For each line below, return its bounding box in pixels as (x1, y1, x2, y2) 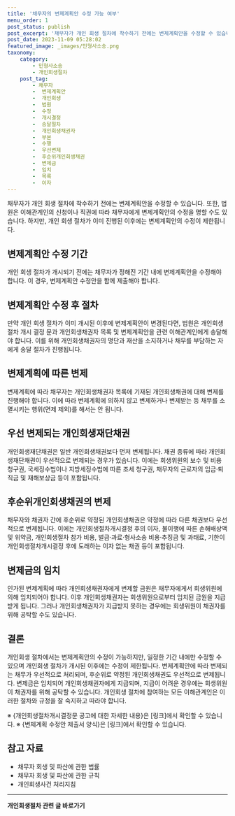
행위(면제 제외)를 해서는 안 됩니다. (31, 405, 124, 413)
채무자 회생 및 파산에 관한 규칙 (17, 771, 100, 780)
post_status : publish (7, 23, 71, 30)
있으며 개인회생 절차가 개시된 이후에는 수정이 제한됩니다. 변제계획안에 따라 (7, 661, 209, 670)
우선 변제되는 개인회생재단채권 (7, 427, 131, 439)
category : (20, 56, 49, 63)
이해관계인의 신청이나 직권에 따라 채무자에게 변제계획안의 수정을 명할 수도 (20, 208, 220, 217)
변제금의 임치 (7, 564, 61, 576)
